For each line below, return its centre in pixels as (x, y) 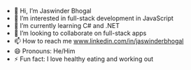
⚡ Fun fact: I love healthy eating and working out (84, 59)
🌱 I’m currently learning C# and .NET (67, 26)
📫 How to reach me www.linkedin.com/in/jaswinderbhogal (99, 41)
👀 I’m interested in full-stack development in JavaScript (93, 18)
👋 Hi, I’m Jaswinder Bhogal (52, 11)
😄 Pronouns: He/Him (44, 51)
